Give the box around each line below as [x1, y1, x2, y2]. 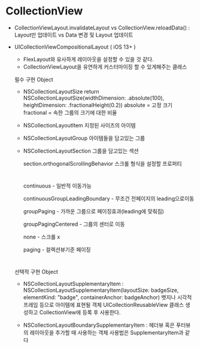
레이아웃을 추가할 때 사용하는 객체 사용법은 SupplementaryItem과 [29, 329, 184, 336]
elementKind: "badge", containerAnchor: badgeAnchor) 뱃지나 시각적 [23, 294, 192, 301]
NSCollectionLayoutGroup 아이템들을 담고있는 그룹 [23, 134, 145, 142]
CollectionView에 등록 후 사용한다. [39, 309, 121, 316]
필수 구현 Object [14, 76, 53, 83]
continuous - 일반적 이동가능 [23, 182, 92, 190]
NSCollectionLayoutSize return [23, 88, 99, 95]
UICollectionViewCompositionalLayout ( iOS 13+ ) [14, 43, 136, 50]
